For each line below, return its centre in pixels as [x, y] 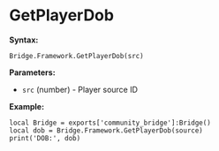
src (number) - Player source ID [80, 89]
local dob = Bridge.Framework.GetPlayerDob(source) [106, 130]
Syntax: [24, 40]
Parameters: [32, 72]
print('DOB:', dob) [45, 138]
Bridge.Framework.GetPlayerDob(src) [76, 56]
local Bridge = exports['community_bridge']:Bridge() [110, 123]
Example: [27, 106]
